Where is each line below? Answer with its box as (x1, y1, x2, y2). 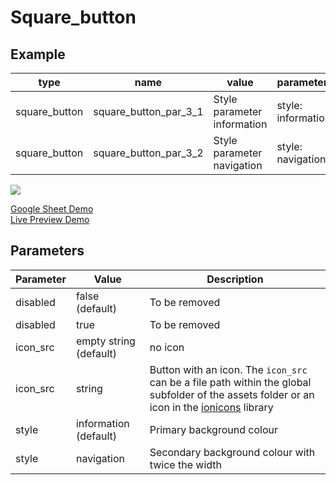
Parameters (10, 242, 85, 260)
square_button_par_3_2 (93, 146, 204, 160)
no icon (149, 340, 185, 354)
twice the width (149, 457, 222, 471)
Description (206, 272, 264, 286)
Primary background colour (149, 422, 278, 436)
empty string (75, 334, 136, 348)
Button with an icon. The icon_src (149, 362, 308, 376)
